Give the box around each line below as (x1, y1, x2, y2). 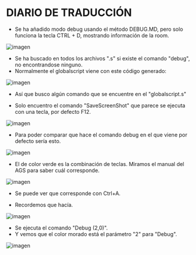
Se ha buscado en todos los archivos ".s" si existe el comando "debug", (14, 55, 190, 62)
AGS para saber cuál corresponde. (14, 167, 100, 174)
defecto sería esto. (14, 137, 61, 145)
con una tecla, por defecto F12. (14, 108, 91, 115)
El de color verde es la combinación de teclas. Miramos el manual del (14, 160, 185, 167)
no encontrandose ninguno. (14, 61, 83, 68)
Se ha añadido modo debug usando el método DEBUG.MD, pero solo (14, 26, 184, 33)
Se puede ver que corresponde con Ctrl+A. (14, 190, 121, 197)
